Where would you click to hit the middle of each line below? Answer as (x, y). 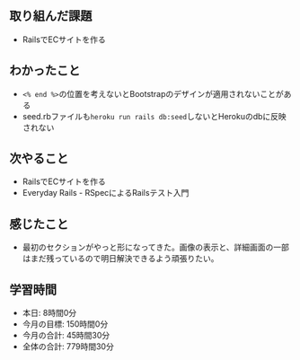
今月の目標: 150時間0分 (65, 324)
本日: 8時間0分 (49, 313)
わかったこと (45, 70)
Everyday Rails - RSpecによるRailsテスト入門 (106, 193)
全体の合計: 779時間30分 (68, 347)
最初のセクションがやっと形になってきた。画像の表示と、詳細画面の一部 (156, 247)
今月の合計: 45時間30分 (66, 336)
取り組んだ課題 (51, 16)
